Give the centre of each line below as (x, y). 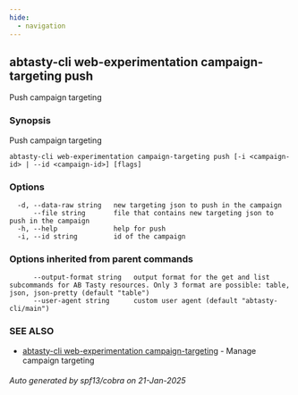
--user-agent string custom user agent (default (136, 301)
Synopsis (30, 121)
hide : (19, 17)
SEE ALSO (32, 332)
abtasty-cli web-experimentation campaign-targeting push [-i (128, 156)
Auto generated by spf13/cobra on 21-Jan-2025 (98, 381)
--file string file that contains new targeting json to (153, 213)
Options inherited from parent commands (102, 258)
